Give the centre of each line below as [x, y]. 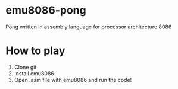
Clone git [25, 67]
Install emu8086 [34, 73]
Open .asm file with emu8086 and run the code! [73, 80]
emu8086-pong [46, 10]
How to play [35, 51]
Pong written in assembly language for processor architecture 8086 [89, 27]
